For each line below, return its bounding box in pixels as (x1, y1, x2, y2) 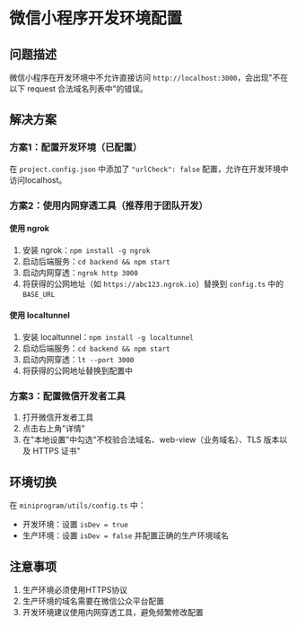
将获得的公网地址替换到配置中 (22, 365, 133, 377)
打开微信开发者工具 (22, 412, 94, 422)
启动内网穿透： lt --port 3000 (22, 354, 135, 365)
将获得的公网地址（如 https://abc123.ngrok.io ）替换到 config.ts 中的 (22, 278, 284, 289)
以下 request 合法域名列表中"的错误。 (9, 83, 148, 94)
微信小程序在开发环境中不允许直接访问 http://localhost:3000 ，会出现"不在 (9, 73, 289, 83)
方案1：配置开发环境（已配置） (9, 141, 143, 153)
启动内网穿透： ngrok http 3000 (22, 266, 139, 278)
